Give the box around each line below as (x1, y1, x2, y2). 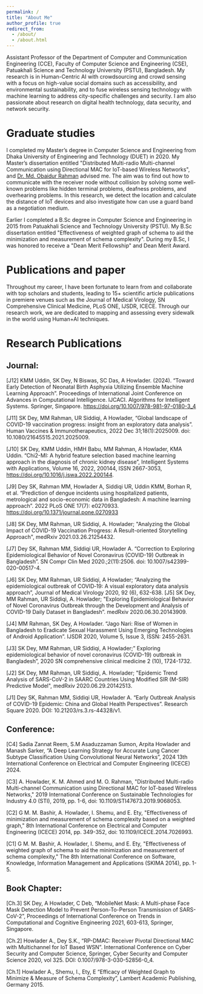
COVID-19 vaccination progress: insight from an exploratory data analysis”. (6, 421, 193, 428)
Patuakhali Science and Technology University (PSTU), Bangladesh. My (6, 67, 185, 73)
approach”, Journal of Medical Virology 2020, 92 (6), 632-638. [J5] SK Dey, (6, 589, 196, 596)
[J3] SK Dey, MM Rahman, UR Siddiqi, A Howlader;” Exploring (6, 644, 161, 652)
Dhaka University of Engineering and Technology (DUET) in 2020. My (6, 153, 180, 160)
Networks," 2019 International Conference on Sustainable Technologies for (6, 790, 193, 798)
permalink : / (6, 8, 39, 15)
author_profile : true (6, 20, 61, 26)
